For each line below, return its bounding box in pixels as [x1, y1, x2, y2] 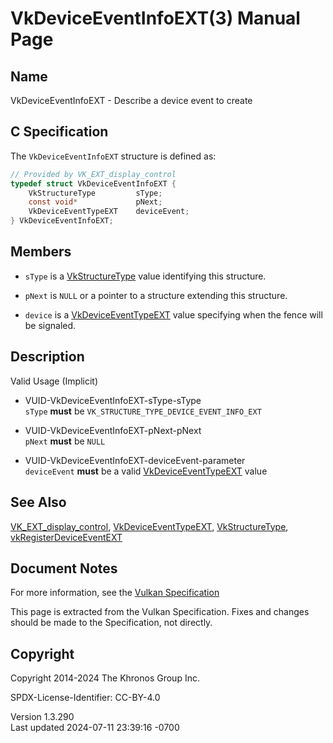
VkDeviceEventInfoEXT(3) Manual [10, 7, 301, 30]
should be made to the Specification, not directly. [10, 617, 213, 629]
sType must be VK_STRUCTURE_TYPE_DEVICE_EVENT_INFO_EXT [24, 405, 262, 417]
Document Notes [10, 560, 118, 577]
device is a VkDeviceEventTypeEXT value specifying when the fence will [24, 308, 323, 321]
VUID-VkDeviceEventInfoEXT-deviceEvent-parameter [24, 454, 246, 466]
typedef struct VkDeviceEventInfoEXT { [10, 178, 177, 189]
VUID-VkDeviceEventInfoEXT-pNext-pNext [24, 424, 202, 436]
